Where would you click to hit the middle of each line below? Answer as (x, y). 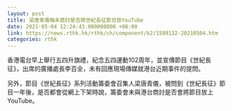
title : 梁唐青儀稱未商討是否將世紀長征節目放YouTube (75, 20)
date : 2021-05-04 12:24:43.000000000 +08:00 (72, 26)
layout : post (26, 14)
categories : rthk (32, 40)
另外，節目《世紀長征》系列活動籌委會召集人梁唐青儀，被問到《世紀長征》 (113, 83)
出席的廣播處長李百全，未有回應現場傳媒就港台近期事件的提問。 (113, 69)
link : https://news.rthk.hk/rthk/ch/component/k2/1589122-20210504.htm (113, 33)
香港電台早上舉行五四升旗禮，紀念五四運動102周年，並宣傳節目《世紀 (106, 60)
